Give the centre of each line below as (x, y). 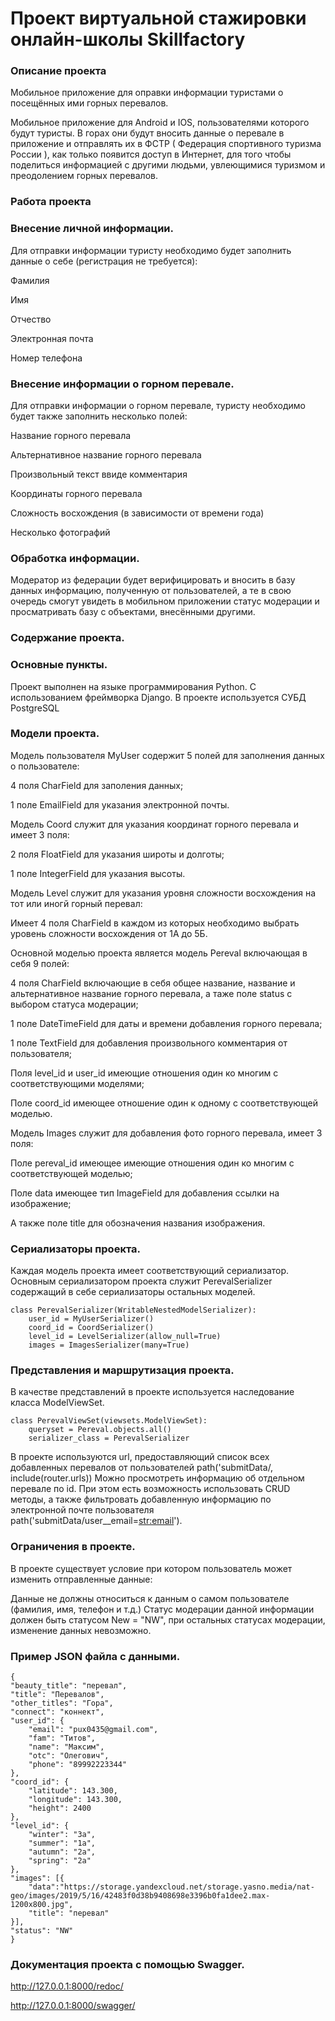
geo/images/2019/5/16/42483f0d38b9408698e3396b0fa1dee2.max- (140, 1896)
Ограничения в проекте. (73, 1547)
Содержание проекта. (67, 638)
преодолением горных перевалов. (84, 176)
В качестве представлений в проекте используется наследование (152, 1392)
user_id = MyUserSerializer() (91, 1319)
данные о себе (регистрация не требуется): (104, 261)
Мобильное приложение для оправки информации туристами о (147, 93)
